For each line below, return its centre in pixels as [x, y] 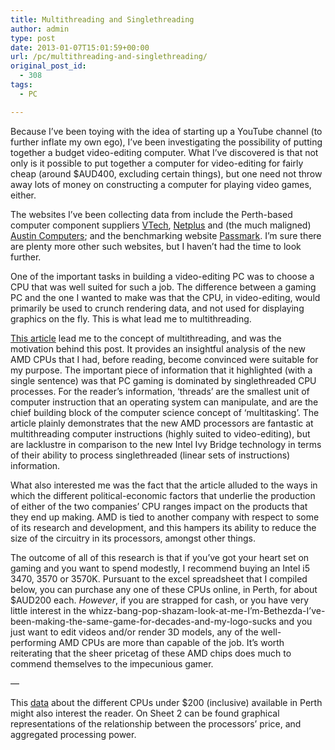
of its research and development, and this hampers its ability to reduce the [163, 527]
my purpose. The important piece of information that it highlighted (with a [161, 370]
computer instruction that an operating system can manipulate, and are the [164, 402]
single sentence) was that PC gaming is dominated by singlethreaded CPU [163, 380]
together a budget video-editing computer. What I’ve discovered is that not [164, 152]
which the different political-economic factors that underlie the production [163, 495]
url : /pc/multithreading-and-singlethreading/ [109, 57]
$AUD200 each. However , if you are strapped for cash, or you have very [160, 600]
